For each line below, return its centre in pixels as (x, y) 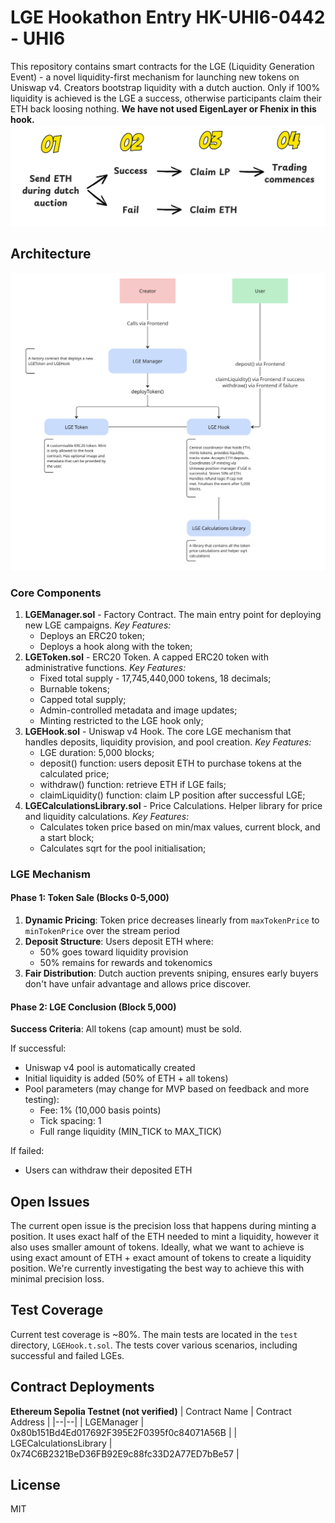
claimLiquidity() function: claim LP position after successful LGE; (172, 795)
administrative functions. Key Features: (105, 667)
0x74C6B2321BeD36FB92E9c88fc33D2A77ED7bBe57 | (125, 1453)
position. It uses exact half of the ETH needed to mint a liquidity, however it (165, 1237)
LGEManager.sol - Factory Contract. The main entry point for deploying (173, 614)
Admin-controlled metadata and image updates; (138, 710)
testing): (42, 1100)
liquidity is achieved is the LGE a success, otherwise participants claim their (166, 98)
